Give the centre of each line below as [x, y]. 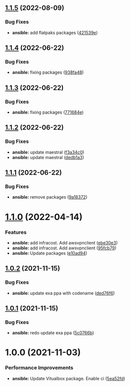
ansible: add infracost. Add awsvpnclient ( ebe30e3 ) [65, 243]
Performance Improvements [39, 368]
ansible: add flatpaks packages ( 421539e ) [55, 32]
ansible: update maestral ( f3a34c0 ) [48, 152]
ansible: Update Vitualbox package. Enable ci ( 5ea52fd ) [69, 378]
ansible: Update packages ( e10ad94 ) [50, 253]
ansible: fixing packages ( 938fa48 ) [48, 72]
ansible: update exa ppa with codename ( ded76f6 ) [63, 293]
